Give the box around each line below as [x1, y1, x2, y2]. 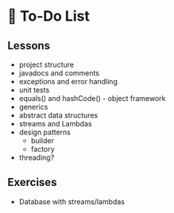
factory [30, 145, 55, 153]
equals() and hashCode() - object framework [18, 94, 166, 103]
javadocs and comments [18, 68, 100, 78]
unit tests [18, 85, 50, 95]
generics [18, 103, 48, 111]
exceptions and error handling [18, 77, 118, 86]
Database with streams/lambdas [18, 196, 125, 206]
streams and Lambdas [18, 119, 92, 128]
